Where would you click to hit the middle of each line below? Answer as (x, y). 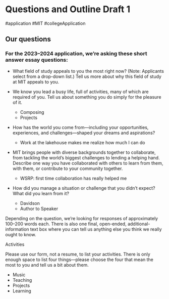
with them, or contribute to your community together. (68, 168)
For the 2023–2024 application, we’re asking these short (76, 54)
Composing (32, 112)
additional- (139, 224)
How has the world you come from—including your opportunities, (80, 127)
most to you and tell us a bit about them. (47, 265)
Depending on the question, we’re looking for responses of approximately (81, 218)
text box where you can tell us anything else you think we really (96, 229)
